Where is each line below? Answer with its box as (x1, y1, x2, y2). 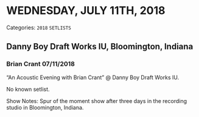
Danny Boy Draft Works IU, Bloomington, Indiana (6, 41, 194, 52)
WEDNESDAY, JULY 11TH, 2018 (6, 4, 166, 18)
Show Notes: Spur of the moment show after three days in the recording (6, 97, 187, 104)
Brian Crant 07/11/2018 (6, 60, 75, 68)
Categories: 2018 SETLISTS (6, 24, 71, 31)
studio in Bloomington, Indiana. (6, 104, 84, 111)
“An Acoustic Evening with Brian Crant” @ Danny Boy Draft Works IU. (6, 74, 180, 81)
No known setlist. (6, 85, 50, 93)
